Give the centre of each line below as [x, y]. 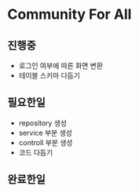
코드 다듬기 [36, 152]
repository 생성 [43, 122]
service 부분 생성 [45, 133]
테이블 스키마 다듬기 [49, 75]
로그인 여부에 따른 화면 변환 [61, 66]
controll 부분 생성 [46, 142]
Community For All [69, 15]
